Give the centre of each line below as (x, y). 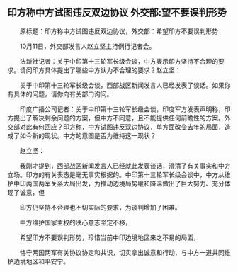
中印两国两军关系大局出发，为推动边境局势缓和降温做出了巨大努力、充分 (119, 183)
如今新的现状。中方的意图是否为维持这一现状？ (88, 135)
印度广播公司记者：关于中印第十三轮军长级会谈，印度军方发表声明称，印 (125, 109)
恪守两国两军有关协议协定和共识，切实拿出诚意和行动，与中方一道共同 (122, 252)
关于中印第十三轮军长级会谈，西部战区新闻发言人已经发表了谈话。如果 (122, 85)
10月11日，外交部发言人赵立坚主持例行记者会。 (87, 46)
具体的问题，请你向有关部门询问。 (63, 93)
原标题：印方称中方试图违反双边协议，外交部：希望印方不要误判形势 (119, 31)
